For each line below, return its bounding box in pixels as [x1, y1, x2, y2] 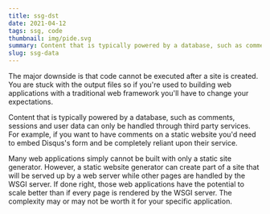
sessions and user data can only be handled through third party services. [8, 121, 251, 130]
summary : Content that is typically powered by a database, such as [8, 42, 243, 50]
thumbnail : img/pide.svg [8, 34, 92, 43]
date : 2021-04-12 [8, 19, 67, 27]
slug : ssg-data [8, 49, 59, 57]
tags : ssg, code [8, 27, 63, 35]
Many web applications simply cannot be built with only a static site [8, 154, 231, 163]
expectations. [8, 97, 54, 106]
